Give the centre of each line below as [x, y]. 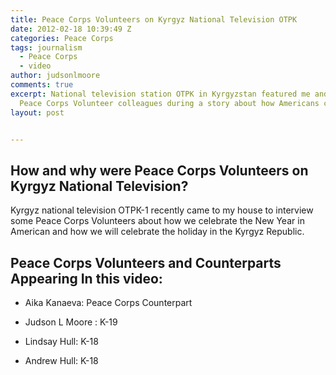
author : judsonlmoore [55, 76]
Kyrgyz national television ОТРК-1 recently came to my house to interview [162, 210]
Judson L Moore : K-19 [71, 322]
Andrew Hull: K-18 [61, 360]
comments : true [42, 85]
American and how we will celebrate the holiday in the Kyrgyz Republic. [157, 232]
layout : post [37, 112]
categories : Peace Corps [62, 38]
